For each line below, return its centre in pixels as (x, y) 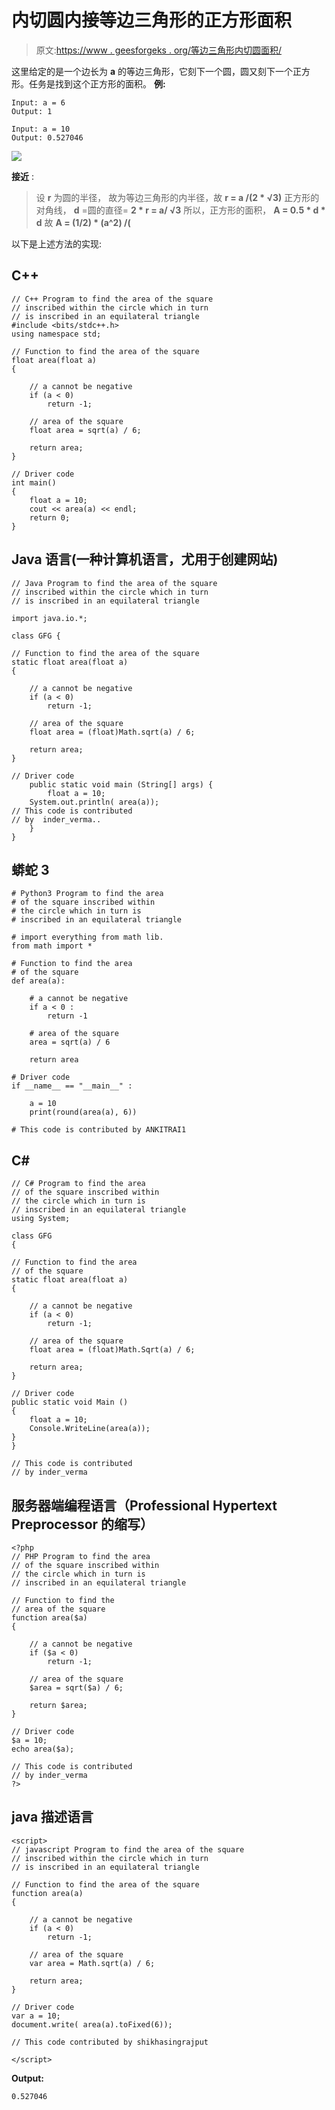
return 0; (50, 517)
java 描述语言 (52, 1817)
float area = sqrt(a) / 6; (85, 430)
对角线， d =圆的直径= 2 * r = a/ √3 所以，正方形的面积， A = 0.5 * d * (180, 210)
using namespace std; (56, 334)
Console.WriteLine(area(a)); (90, 1429)
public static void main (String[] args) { (121, 784)
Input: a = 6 (38, 102)
